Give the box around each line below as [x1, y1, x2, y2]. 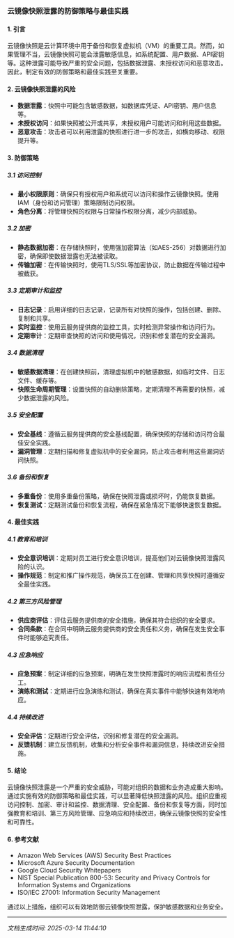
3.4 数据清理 [7, 349, 44, 357]
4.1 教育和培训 [7, 534, 47, 543]
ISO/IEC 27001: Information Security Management [17, 888, 160, 896]
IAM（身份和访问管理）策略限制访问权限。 [17, 198, 139, 207]
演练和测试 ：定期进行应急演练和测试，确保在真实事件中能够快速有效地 [17, 687, 219, 695]
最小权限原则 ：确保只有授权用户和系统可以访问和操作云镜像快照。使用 [17, 189, 219, 198]
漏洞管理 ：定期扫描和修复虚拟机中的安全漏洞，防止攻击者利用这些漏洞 [17, 447, 219, 455]
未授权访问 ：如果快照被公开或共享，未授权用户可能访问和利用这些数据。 [17, 119, 225, 127]
